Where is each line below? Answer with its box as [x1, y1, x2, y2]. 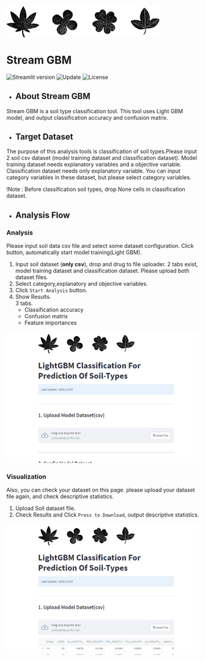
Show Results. [15, 293, 51, 301]
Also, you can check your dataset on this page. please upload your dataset [6, 486, 195, 493]
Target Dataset [15, 132, 73, 142]
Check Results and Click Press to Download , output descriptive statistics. [15, 511, 199, 518]
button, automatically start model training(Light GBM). [6, 248, 142, 256]
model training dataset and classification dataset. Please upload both [15, 267, 190, 275]
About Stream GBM [15, 91, 91, 102]
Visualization [6, 472, 47, 480]
